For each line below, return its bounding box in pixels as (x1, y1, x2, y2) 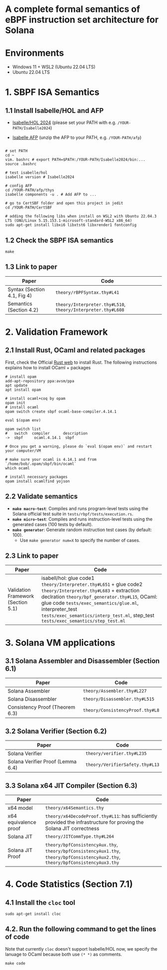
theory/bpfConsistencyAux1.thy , (45, 848, 121, 854)
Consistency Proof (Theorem (7, 704, 76, 711)
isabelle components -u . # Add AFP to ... (5, 192, 97, 197)
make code (5, 961, 26, 966)
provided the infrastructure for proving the (45, 819, 144, 826)
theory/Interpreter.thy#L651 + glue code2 (41, 581, 143, 588)
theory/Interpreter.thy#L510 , (55, 301, 126, 308)
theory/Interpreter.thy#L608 (55, 307, 124, 313)
